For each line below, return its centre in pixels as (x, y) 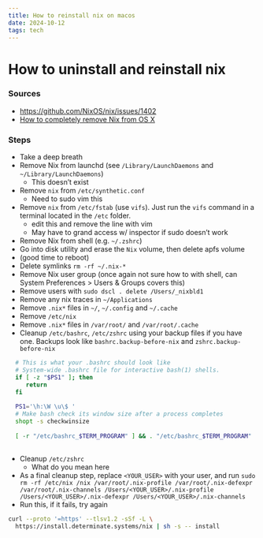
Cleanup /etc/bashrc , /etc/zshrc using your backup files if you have (131, 333)
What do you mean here (70, 467)
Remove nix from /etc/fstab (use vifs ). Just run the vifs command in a (137, 207)
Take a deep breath (51, 157)
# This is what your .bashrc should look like (93, 363)
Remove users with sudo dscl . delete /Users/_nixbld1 (111, 291)
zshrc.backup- (218, 342)
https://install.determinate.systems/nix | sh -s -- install (118, 526)
